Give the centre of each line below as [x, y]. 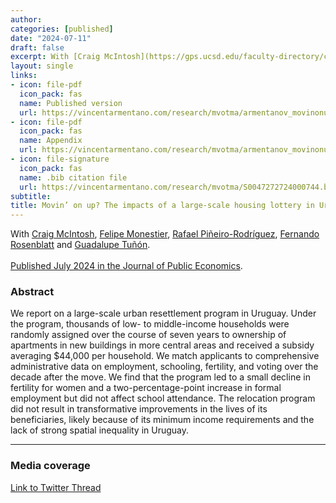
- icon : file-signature [60, 159]
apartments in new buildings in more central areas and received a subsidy [162, 345]
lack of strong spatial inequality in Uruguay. [100, 430]
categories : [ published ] [62, 29]
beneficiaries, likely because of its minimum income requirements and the [162, 420]
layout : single [42, 66]
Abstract [32, 292]
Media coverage [50, 466]
